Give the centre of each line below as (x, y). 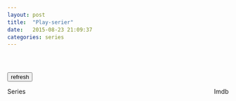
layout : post (26, 15)
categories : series (36, 37)
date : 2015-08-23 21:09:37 (50, 29)
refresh (20, 77)
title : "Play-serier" (40, 22)
